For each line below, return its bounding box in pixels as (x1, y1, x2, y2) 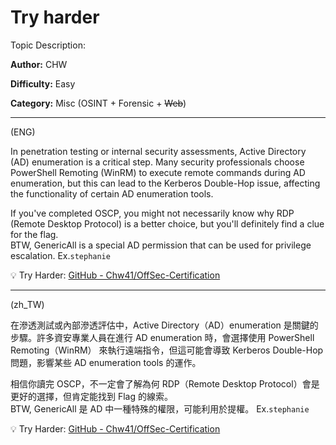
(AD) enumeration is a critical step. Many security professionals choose (10, 156, 305, 168)
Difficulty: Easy (10, 77, 76, 90)
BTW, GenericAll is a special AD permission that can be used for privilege (10, 239, 312, 251)
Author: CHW (10, 58, 68, 70)
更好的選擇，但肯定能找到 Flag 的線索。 (10, 390, 173, 402)
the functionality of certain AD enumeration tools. (10, 187, 214, 200)
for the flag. (10, 228, 59, 240)
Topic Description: (10, 39, 86, 51)
